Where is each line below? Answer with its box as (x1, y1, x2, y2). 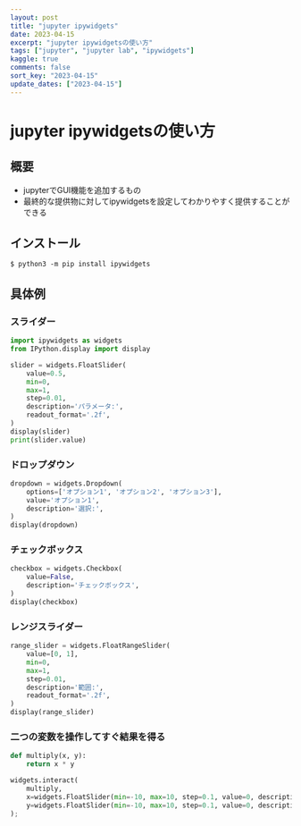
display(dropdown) (10, 520, 79, 530)
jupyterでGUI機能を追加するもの (22, 184, 142, 195)
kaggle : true (10, 55, 59, 63)
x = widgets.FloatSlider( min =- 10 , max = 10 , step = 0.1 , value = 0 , (26, 792, 255, 801)
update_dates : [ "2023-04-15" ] (10, 80, 123, 88)
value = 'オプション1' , (26, 495, 100, 505)
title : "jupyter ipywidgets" (10, 21, 119, 30)
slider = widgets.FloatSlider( (10, 360, 127, 369)
